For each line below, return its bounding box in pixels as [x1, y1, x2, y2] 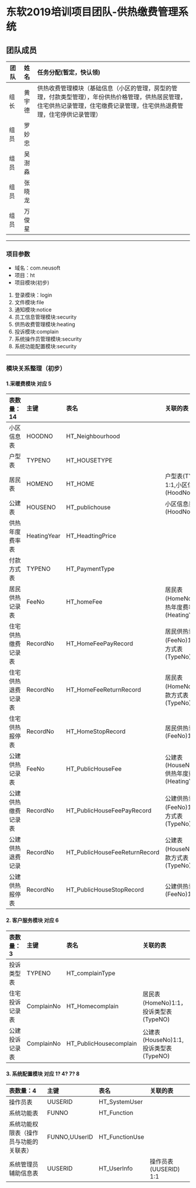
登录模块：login [14, 291, 52, 299]
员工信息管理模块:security [14, 314, 77, 321]
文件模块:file [14, 299, 44, 306]
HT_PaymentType [66, 565, 115, 573]
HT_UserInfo [99, 1164, 133, 1172]
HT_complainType [66, 969, 116, 977]
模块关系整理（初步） [6, 365, 66, 373]
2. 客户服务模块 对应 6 [6, 917, 60, 924]
